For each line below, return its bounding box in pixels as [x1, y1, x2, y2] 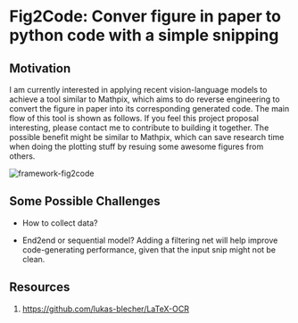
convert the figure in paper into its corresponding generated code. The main [9, 104, 290, 113]
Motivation [9, 61, 71, 76]
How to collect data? [21, 217, 98, 228]
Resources [9, 279, 70, 295]
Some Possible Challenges [9, 194, 161, 209]
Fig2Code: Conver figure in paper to [9, 6, 281, 27]
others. [9, 151, 36, 161]
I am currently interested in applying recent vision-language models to [9, 85, 268, 95]
